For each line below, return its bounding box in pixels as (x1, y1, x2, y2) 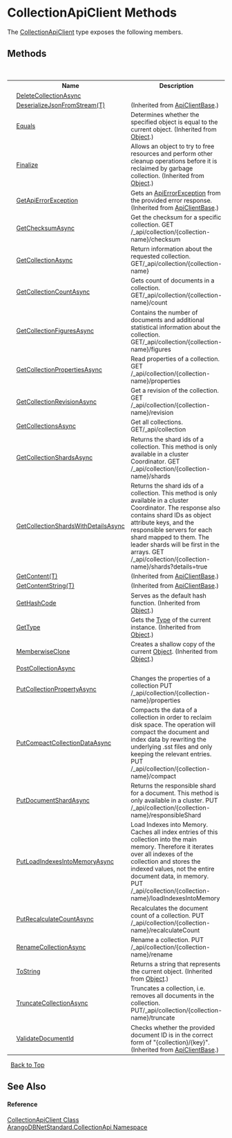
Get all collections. (130, 418, 183, 427)
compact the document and (130, 727, 209, 736)
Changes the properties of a (130, 674, 211, 682)
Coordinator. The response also (130, 504, 221, 512)
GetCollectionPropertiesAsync (16, 366, 102, 374)
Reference (7, 1100, 38, 1108)
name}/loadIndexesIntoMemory (130, 894, 220, 903)
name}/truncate (130, 1013, 175, 1022)
